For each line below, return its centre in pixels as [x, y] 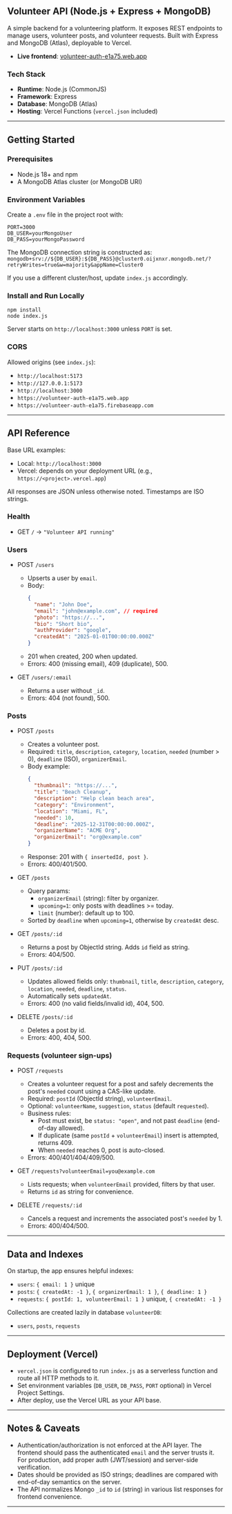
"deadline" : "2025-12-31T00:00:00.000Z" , [94, 824]
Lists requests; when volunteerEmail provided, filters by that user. [121, 1184]
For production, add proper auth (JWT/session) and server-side [108, 1459]
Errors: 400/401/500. [57, 864]
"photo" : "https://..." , [69, 618]
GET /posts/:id [40, 934]
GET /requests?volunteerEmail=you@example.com [86, 1171]
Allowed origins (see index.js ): [51, 362]
